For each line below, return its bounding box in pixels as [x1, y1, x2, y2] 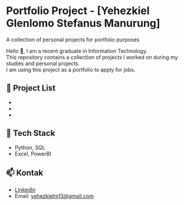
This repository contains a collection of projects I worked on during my [6, 53, 178, 61]
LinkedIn [14, 186, 36, 193]
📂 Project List [6, 83, 56, 93]
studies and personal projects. [6, 60, 80, 67]
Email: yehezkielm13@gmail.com [14, 193, 94, 200]
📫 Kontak [6, 167, 43, 177]
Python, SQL [14, 144, 45, 151]
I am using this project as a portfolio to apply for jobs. [6, 66, 136, 73]
